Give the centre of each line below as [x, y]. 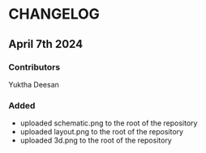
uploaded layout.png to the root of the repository [102, 132]
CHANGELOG [54, 14]
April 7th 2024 [46, 44]
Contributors [34, 67]
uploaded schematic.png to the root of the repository [109, 123]
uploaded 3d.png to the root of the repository [96, 140]
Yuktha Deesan [34, 84]
